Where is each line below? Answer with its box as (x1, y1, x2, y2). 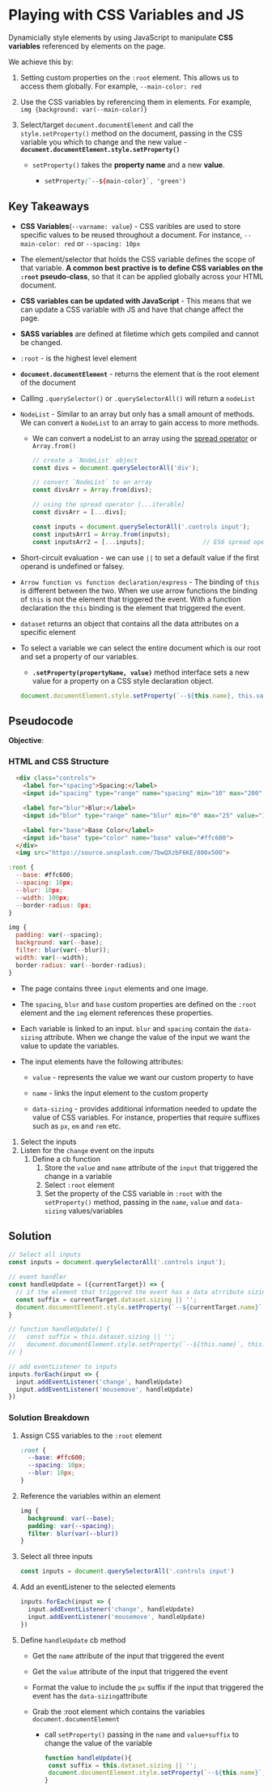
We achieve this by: (8, 57, 74, 67)
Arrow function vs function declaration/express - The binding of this (19, 576, 260, 586)
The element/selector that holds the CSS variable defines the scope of (19, 254, 256, 264)
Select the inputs (19, 1137, 77, 1146)
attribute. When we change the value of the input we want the (44, 1032, 251, 1042)
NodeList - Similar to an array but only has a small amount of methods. (19, 408, 255, 419)
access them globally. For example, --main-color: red (19, 81, 202, 91)
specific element (19, 627, 76, 637)
